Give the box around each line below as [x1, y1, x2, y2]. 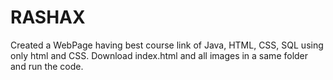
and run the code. [10, 60, 84, 72]
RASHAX [10, 6, 86, 29]
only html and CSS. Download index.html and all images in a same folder [10, 49, 309, 61]
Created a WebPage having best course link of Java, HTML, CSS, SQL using [10, 39, 324, 51]
